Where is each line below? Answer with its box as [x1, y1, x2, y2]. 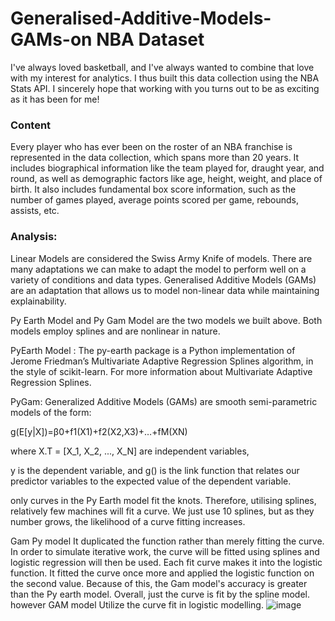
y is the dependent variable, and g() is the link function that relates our [10, 464, 300, 476]
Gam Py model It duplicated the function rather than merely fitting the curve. [10, 535, 325, 547]
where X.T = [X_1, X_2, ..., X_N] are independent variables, [10, 445, 250, 457]
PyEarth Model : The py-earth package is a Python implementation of [10, 344, 296, 356]
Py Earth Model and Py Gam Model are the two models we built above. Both [10, 314, 323, 326]
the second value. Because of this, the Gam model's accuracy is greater [10, 577, 308, 589]
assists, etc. [10, 205, 60, 217]
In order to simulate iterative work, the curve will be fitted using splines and [10, 545, 320, 557]
